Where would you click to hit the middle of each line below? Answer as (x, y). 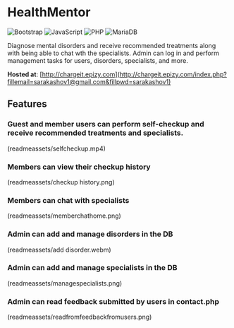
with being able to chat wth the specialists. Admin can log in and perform (113, 53)
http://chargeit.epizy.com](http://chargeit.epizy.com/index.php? (135, 74)
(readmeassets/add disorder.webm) (59, 250)
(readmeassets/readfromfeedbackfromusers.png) (80, 317)
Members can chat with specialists (68, 200)
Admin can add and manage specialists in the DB (92, 268)
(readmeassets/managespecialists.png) (65, 283)
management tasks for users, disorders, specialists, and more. (98, 60)
